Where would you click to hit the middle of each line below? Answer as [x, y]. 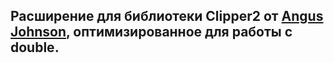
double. [35, 47]
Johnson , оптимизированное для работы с [151, 32]
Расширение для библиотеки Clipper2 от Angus [167, 16]
